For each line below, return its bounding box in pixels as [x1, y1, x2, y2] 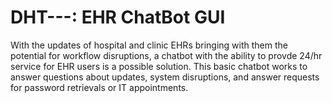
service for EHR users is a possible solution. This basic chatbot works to [10, 60, 308, 72]
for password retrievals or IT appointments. [10, 81, 189, 93]
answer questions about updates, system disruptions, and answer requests [10, 71, 320, 83]
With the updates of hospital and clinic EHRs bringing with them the [10, 39, 289, 51]
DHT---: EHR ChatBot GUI [10, 6, 226, 29]
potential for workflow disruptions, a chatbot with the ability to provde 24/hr [10, 49, 323, 61]
